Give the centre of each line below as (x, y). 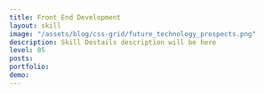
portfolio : (29, 67)
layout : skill (36, 26)
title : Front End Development (65, 17)
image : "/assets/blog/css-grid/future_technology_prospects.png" (132, 34)
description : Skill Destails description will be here (113, 42)
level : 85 (28, 50)
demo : (19, 75)
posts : (21, 58)
